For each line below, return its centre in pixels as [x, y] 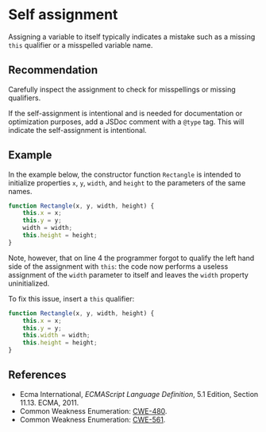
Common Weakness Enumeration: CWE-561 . [93, 419]
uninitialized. [29, 283]
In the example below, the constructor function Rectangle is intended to [125, 174]
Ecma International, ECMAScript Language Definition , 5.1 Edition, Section [139, 394]
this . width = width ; [56, 336]
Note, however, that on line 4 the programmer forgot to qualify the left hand [131, 258]
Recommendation [53, 70]
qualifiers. [25, 98]
